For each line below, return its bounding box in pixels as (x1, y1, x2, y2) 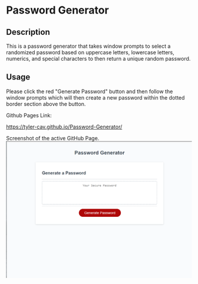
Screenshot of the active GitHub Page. (6, 134, 100, 141)
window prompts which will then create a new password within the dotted (6, 94, 185, 101)
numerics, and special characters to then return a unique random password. (6, 55, 191, 62)
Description (6, 27, 50, 37)
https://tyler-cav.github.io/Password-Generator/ (6, 123, 123, 130)
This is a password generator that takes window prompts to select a (6, 42, 171, 49)
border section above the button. (6, 100, 86, 107)
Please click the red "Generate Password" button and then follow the (6, 88, 173, 95)
